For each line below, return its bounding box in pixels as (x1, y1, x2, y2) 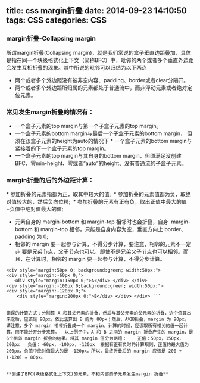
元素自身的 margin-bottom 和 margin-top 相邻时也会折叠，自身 (14, 218, 168, 225)
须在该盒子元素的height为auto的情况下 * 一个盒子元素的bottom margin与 (14, 137, 192, 144)
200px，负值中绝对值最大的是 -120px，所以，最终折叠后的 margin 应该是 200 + (6, 348, 182, 354)
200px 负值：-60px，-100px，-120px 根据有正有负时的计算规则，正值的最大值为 (6, 342, 189, 348)
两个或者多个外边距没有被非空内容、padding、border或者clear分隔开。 (14, 76, 189, 83)
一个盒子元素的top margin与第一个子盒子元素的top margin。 (14, 122, 162, 129)
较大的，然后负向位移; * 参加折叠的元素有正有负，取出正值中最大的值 (16, 198, 187, 205)
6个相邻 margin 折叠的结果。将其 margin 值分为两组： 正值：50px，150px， (6, 335, 184, 341)
